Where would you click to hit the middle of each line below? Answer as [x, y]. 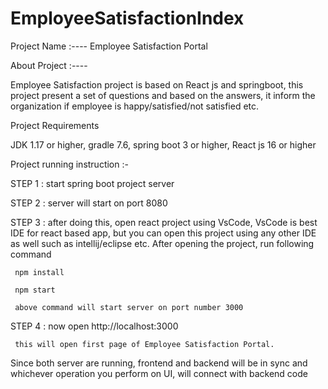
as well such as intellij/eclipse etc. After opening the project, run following [162, 243]
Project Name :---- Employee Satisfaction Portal [109, 46]
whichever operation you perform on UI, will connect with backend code [159, 373]
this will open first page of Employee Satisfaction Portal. [144, 344]
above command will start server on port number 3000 [129, 307]
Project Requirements [55, 125]
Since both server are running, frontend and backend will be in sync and [159, 363]
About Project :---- [49, 65]
